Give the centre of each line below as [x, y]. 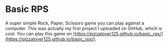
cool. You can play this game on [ [40, 33]
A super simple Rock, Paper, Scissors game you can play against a [75, 23]
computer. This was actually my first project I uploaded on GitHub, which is [84, 28]
